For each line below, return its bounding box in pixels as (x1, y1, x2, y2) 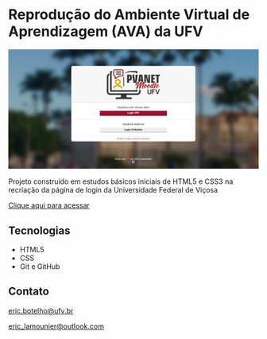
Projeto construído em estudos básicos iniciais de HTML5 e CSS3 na (8, 177, 234, 186)
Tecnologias (8, 224, 71, 237)
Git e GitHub (19, 261, 60, 271)
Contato (8, 285, 49, 298)
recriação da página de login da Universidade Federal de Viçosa (8, 185, 219, 195)
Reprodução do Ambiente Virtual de (8, 6, 250, 24)
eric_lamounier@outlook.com (8, 321, 105, 331)
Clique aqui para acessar (8, 201, 90, 210)
